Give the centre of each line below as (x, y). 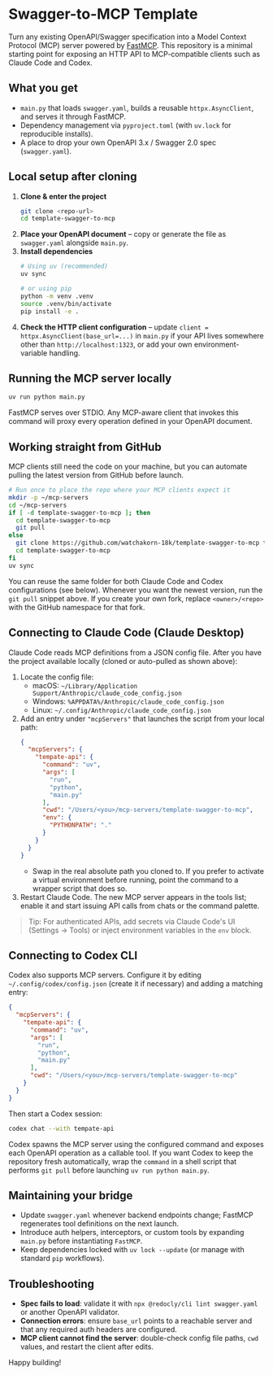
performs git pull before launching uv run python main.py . (109, 1170)
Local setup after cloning (73, 177)
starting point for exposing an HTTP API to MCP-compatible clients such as (134, 54)
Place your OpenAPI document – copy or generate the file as (123, 234)
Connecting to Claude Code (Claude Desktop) (126, 633)
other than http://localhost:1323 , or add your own (106, 344)
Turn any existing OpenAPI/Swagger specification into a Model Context (128, 37)
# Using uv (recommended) (64, 266)
